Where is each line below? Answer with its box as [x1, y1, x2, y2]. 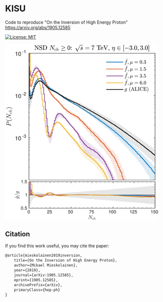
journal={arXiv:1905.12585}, [14, 273, 74, 278]
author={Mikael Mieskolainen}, [14, 263, 78, 268]
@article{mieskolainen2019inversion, [5, 253, 82, 258]
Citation [5, 230, 30, 238]
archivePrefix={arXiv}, [14, 283, 63, 288]
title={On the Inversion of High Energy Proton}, [14, 258, 118, 263]
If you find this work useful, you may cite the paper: [5, 243, 109, 249]
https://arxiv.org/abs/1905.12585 [5, 24, 71, 30]
